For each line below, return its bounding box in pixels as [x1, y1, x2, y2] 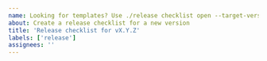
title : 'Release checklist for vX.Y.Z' [8, 26, 141, 34]
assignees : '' [8, 41, 56, 49]
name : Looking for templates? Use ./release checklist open [8, 11, 212, 20]
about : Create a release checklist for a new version [8, 19, 191, 27]
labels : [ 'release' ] [8, 33, 77, 42]
